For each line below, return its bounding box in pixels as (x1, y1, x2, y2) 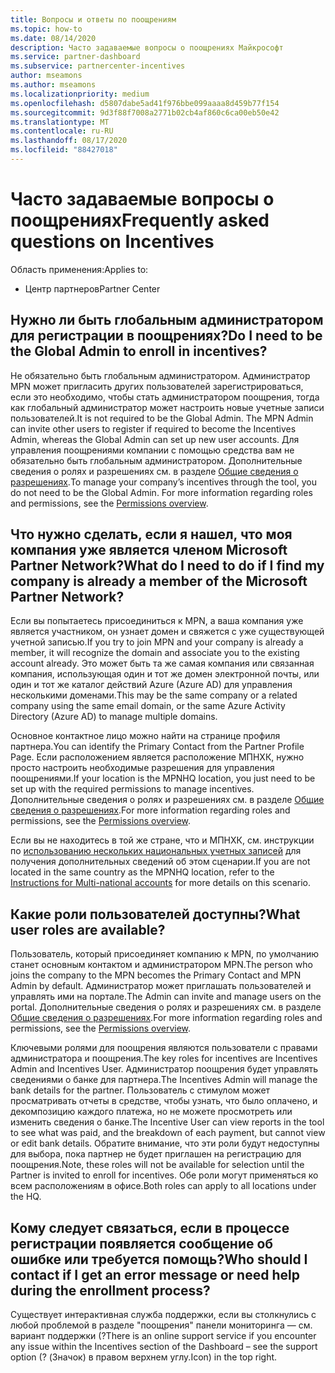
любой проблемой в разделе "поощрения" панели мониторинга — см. (10, 1319, 313, 1331)
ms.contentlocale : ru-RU (10, 126, 114, 136)
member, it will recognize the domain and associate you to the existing (10, 647, 300, 659)
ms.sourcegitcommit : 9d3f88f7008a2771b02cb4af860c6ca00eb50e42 (10, 107, 280, 118)
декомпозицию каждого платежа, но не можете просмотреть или (10, 1106, 293, 1118)
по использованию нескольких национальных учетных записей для (10, 845, 302, 857)
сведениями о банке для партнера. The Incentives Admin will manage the (10, 1074, 318, 1086)
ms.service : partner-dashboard (10, 52, 141, 62)
